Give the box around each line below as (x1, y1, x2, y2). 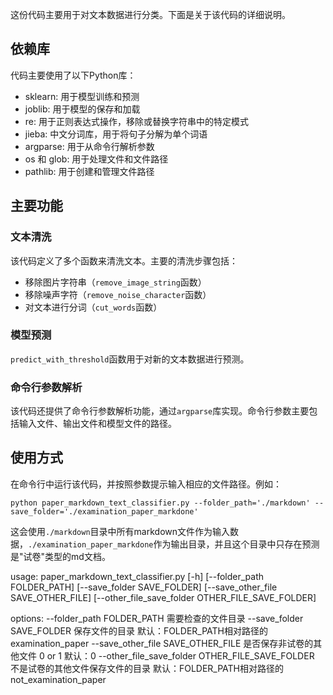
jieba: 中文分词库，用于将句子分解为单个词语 (24, 128, 208, 140)
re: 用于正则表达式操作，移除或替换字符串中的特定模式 (24, 115, 249, 127)
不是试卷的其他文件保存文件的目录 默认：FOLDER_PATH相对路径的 (10, 662, 285, 674)
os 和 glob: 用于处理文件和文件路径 (24, 153, 169, 165)
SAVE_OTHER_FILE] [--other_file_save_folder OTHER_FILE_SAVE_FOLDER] (10, 591, 317, 603)
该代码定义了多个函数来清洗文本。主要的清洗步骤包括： (10, 254, 238, 267)
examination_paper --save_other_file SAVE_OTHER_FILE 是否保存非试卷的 (10, 637, 314, 649)
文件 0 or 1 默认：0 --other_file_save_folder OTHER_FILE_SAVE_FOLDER (18, 649, 315, 662)
